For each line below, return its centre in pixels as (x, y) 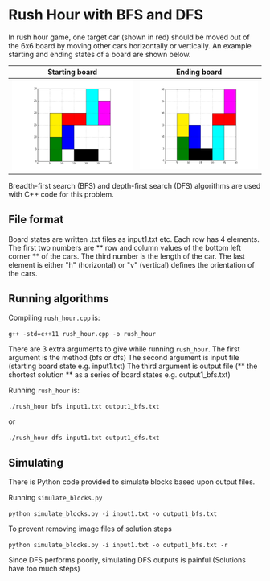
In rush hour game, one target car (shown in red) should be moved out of (129, 37)
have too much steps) (44, 569)
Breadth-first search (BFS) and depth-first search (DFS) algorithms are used (135, 185)
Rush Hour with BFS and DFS (106, 15)
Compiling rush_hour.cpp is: (54, 318)
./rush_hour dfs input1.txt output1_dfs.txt (84, 438)
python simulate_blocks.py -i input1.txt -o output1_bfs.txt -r (118, 546)
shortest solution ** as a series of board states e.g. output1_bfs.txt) (119, 375)
